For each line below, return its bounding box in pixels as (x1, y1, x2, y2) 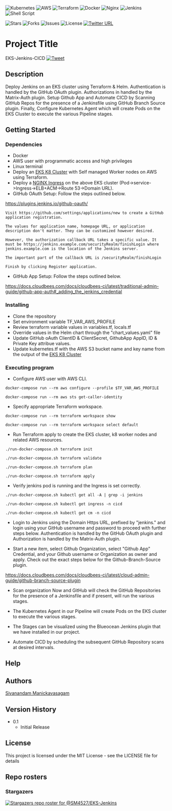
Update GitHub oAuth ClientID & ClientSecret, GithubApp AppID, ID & (12, 335, 158, 341)
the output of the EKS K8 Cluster (12, 351, 82, 357)
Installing (5, 301, 29, 308)
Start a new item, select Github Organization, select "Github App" (12, 546, 150, 552)
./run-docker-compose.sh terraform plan (5, 465, 93, 470)
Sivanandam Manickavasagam (5, 690, 70, 696)
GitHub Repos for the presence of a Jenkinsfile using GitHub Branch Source (5, 100, 165, 106)
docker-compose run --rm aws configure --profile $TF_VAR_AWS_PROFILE (5, 386, 159, 391)
